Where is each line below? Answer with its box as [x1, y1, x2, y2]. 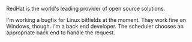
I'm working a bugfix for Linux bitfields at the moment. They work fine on [6, 17, 187, 23]
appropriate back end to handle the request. [6, 29, 115, 36]
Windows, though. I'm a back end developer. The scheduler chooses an [6, 23, 184, 30]
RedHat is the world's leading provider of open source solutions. [6, 5, 166, 12]
